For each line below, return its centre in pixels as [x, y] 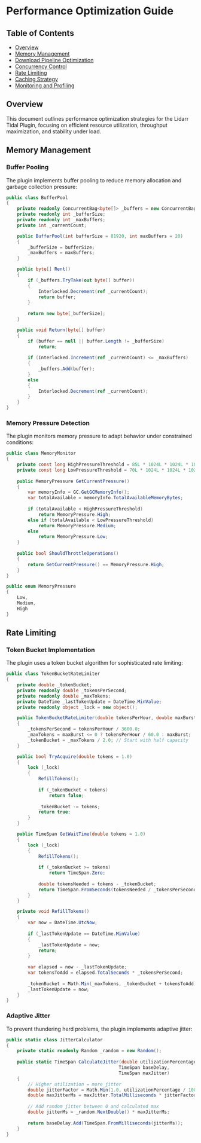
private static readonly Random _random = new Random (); [89, 1051]
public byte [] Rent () [44, 269]
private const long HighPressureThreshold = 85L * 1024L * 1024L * [103, 464]
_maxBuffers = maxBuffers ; [61, 253]
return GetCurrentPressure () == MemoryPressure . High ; [96, 564]
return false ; [66, 795]
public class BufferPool [37, 198]
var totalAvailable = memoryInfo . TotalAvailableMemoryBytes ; [106, 498]
